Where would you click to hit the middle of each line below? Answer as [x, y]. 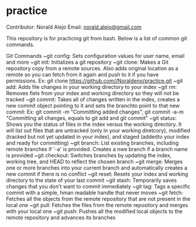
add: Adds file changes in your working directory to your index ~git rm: [92, 87]
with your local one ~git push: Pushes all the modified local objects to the [94, 211]
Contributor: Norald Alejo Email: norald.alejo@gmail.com [74, 27]
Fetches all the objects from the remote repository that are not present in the [98, 199]
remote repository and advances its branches [61, 217]
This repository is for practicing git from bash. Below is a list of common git [97, 38]
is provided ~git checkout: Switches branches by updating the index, [89, 155]
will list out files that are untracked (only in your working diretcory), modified [98, 130]
